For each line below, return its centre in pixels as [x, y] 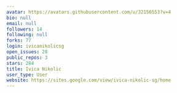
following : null [27, 35]
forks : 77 [19, 40]
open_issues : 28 [27, 52]
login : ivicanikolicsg [35, 46]
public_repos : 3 [27, 58]
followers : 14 [24, 29]
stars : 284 [20, 63]
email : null [21, 23]
